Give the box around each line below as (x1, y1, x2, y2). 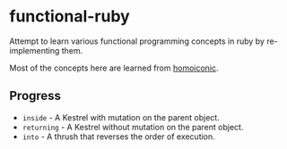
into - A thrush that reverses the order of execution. (22, 131, 215, 142)
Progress (9, 88, 61, 103)
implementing (9, 45, 60, 55)
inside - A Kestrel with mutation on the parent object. (22, 112, 220, 122)
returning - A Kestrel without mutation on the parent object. (22, 121, 244, 132)
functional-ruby (9, 6, 130, 27)
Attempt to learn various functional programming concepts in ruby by (9, 36, 265, 46)
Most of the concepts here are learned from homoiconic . (9, 62, 219, 73)
